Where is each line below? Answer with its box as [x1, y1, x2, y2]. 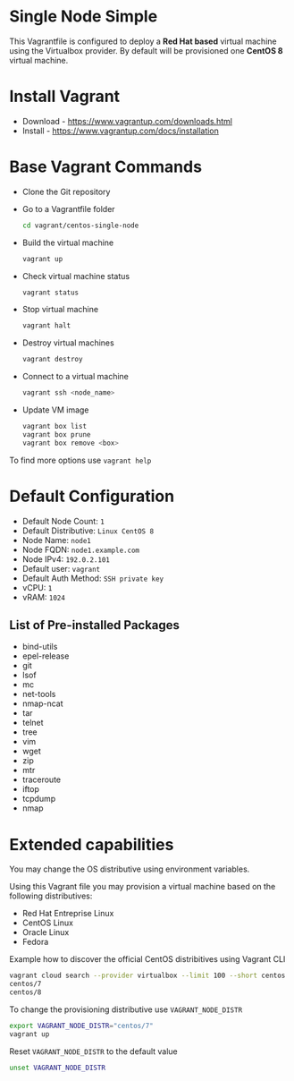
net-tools [21, 689, 56, 700]
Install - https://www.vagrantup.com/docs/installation [21, 125, 219, 136]
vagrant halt [21, 321, 71, 330]
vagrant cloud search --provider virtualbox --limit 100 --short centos [9, 971, 286, 981]
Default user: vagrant [21, 563, 101, 574]
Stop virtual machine [21, 304, 99, 315]
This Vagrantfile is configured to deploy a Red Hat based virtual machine [9, 36, 277, 47]
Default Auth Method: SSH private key [21, 573, 164, 583]
